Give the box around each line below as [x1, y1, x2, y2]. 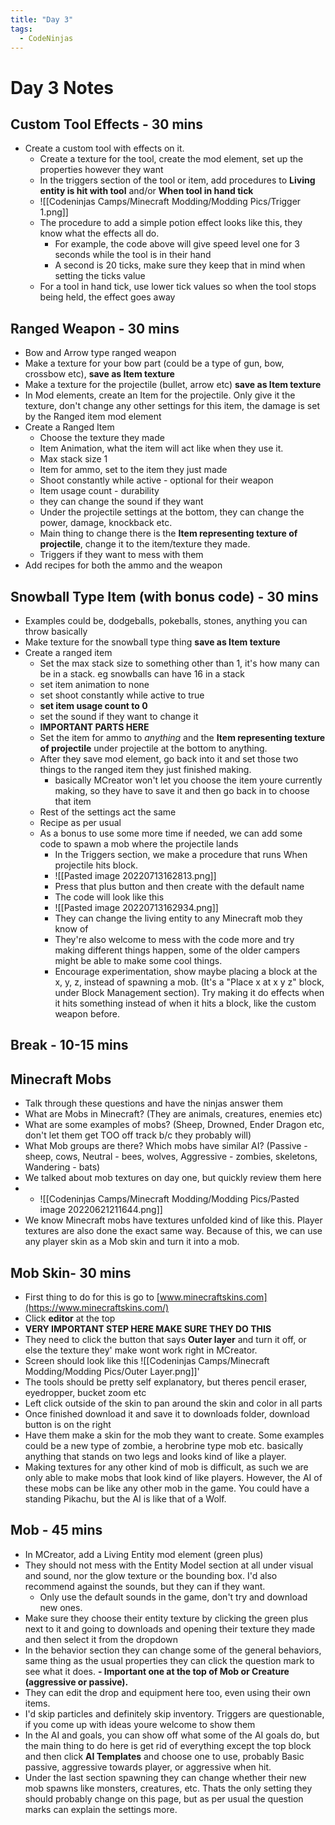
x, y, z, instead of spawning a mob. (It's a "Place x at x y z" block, [54, 976, 325, 988]
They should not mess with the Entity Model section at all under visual [24, 1559, 314, 1571]
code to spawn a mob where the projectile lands [39, 838, 239, 850]
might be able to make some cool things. [54, 955, 223, 966]
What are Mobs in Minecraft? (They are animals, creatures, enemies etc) [24, 1108, 323, 1120]
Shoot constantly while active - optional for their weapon [39, 474, 274, 486]
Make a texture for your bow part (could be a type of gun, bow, [24, 357, 285, 370]
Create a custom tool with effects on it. [24, 142, 185, 155]
